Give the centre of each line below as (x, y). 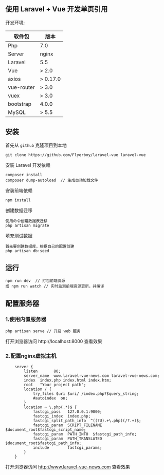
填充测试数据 (19, 236)
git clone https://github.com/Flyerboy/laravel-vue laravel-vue (76, 155)
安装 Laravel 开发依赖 (28, 165)
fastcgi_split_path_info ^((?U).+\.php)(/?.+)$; (87, 421)
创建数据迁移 (19, 210)
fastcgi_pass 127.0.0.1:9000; (67, 412)
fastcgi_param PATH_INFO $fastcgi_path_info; (85, 434)
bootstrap (20, 104)
